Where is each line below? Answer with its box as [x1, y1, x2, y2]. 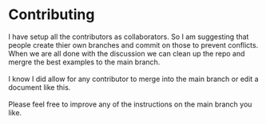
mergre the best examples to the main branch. [8, 57, 161, 67]
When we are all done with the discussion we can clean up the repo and [8, 48, 245, 58]
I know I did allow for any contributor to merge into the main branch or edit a [8, 74, 259, 83]
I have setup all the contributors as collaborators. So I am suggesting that [8, 32, 249, 41]
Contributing [8, 6, 95, 24]
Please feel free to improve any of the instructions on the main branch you [8, 99, 252, 109]
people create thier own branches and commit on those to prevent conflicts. [8, 40, 259, 49]
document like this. [8, 82, 71, 92]
